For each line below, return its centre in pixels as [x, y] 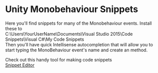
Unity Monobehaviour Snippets [72, 9]
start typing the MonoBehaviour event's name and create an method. [76, 50]
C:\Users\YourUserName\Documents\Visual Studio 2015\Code [69, 34]
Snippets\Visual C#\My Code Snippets [45, 39]
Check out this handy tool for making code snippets [59, 59]
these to [14, 28]
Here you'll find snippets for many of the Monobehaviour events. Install [78, 23]
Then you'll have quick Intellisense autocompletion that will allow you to [79, 44]
